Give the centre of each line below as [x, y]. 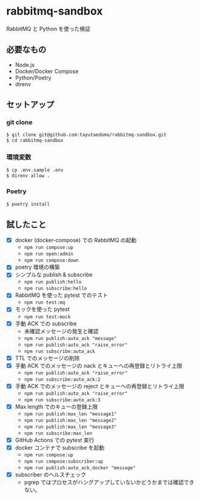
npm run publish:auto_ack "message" [70, 338]
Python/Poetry [33, 78]
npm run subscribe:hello [55, 289]
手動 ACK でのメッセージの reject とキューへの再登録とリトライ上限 [100, 386]
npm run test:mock [47, 317]
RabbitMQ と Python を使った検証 [48, 29]
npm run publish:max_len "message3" [70, 427]
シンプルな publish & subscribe [54, 275]
